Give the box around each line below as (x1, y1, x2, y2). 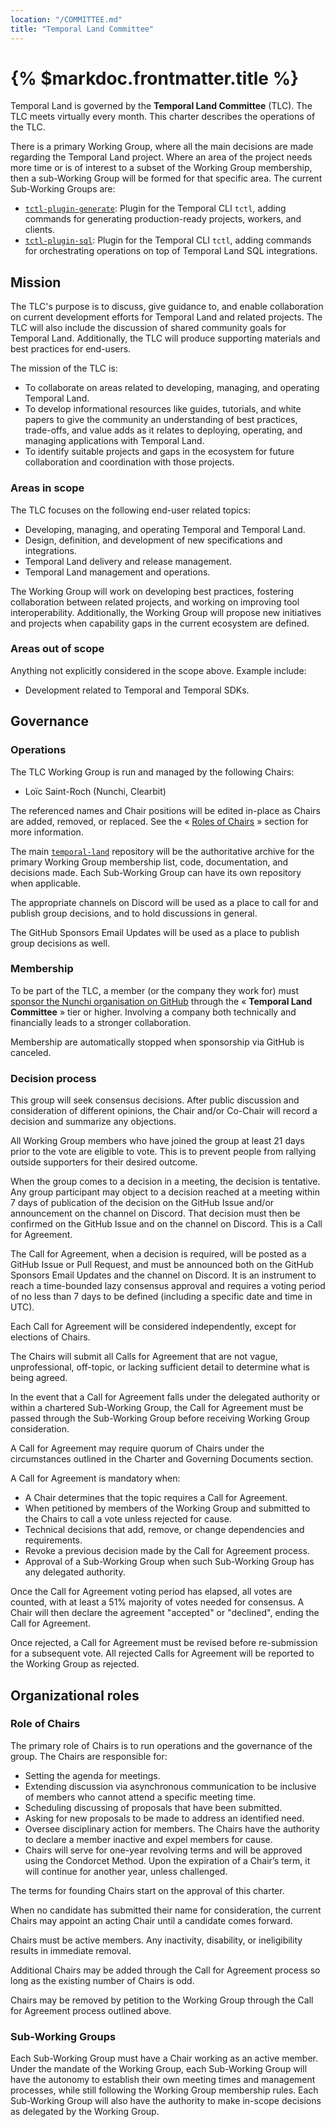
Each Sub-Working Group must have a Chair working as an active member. (10, 2052, 318, 2065)
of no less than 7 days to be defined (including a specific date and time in (10, 1291, 313, 1303)
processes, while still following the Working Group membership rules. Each (10, 2084, 319, 2096)
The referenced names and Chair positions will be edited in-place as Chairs (10, 804, 322, 816)
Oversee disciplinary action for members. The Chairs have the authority (24, 1822, 320, 1835)
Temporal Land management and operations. (24, 566, 211, 578)
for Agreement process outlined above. (10, 2004, 172, 2016)
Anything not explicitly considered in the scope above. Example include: (10, 664, 307, 676)
